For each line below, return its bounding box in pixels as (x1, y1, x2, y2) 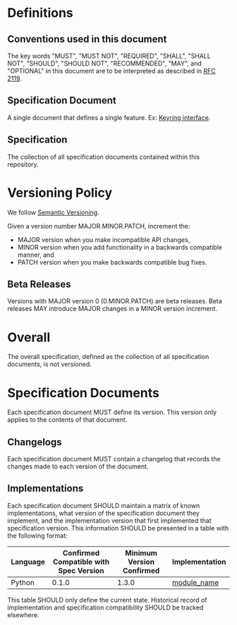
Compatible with (52, 557, 110, 566)
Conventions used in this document (7, 33, 167, 45)
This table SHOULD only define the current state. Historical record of (7, 595, 207, 604)
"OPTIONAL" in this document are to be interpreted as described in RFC (7, 67, 217, 75)
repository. (7, 160, 39, 169)
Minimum (125, 548, 157, 558)
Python (11, 577, 35, 587)
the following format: (7, 531, 68, 540)
